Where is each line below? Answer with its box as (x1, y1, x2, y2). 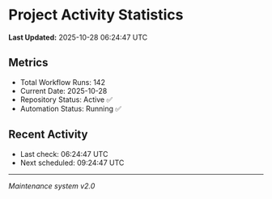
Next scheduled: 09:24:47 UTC (19, 158, 125, 167)
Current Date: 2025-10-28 (19, 86, 108, 95)
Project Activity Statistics (8, 6, 184, 24)
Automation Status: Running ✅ (19, 104, 121, 113)
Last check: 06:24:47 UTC (19, 149, 108, 159)
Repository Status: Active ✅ (19, 95, 113, 104)
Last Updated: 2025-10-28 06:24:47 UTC (8, 32, 148, 42)
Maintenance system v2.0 (8, 180, 96, 191)
